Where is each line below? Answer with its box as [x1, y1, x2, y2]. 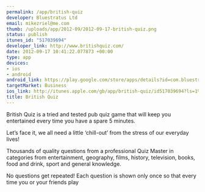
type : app [6, 54, 32, 60]
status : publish [6, 32, 48, 38]
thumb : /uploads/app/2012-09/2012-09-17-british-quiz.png [6, 26, 157, 32]
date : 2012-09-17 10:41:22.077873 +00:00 [6, 49, 113, 55]
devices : [6, 60, 29, 66]
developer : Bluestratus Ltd [6, 15, 78, 21]
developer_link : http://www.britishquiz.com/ [6, 43, 124, 49]
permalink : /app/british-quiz [6, 9, 84, 15]
